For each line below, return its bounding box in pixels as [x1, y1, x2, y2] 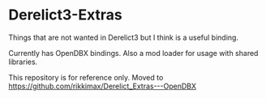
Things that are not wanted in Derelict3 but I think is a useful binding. [8, 32, 239, 42]
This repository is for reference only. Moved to [8, 72, 164, 82]
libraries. [8, 57, 38, 67]
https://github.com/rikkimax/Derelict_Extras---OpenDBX [8, 81, 197, 91]
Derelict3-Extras [8, 6, 123, 24]
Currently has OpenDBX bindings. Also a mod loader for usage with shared [8, 48, 259, 58]
